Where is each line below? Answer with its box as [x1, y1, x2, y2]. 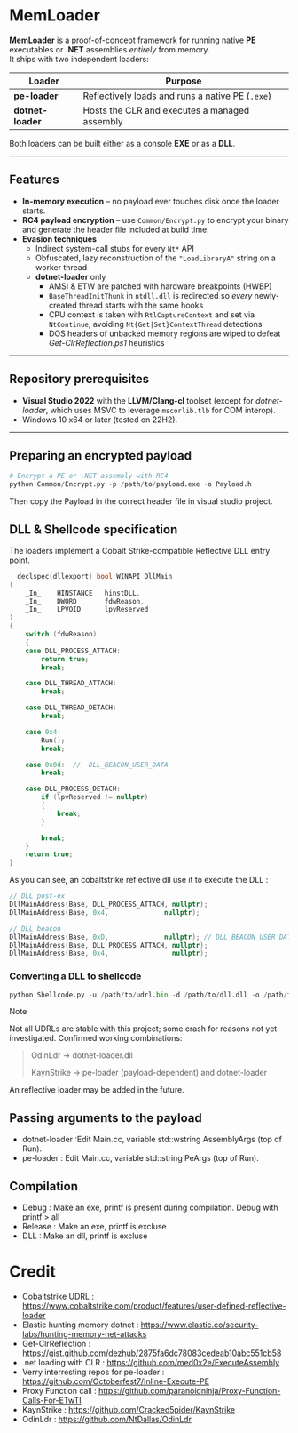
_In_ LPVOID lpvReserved [25, 605, 149, 614]
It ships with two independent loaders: [9, 53, 149, 64]
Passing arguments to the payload [9, 1110, 202, 1125]
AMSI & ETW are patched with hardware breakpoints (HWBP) [48, 281, 272, 292]
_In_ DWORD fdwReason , [25, 596, 145, 605]
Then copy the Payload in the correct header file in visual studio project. [9, 496, 273, 507]
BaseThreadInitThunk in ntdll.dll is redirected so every [48, 290, 253, 300]
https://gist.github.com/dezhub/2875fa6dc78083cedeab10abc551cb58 [21, 1348, 282, 1358]
